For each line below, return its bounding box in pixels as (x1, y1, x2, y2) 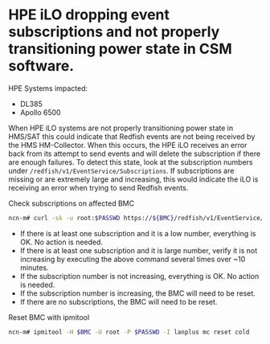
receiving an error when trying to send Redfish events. (8, 182, 189, 192)
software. (8, 57, 75, 76)
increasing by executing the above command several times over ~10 (19, 254, 246, 264)
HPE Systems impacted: (8, 83, 88, 93)
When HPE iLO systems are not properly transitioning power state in (8, 123, 234, 133)
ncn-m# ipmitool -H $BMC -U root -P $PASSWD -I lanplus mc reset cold (8, 328, 250, 336)
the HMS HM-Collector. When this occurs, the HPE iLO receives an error (8, 140, 247, 149)
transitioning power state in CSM (8, 40, 232, 58)
